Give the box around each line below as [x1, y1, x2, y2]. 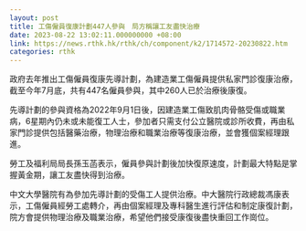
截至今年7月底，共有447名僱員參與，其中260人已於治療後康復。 [9, 85, 252, 96]
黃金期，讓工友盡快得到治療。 [16, 170, 130, 181]
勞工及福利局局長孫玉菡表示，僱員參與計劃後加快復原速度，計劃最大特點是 [9, 158, 290, 169]
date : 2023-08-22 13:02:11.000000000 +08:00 [9, 30, 182, 39]
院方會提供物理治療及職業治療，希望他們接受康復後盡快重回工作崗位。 [9, 212, 274, 223]
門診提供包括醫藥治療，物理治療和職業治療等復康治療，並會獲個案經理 [16, 127, 281, 138]
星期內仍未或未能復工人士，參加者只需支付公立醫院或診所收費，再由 [30, 116, 287, 127]
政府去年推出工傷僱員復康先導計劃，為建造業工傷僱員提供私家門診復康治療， [9, 74, 298, 85]
